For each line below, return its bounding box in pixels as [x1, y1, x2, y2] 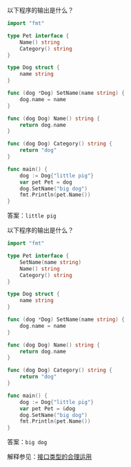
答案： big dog [7, 438, 48, 446]
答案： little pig [7, 211, 57, 220]
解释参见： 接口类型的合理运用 [7, 452, 92, 461]
